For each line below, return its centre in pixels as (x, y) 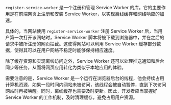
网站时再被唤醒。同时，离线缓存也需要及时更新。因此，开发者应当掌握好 (81, 91)
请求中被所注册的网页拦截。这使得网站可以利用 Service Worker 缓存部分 (81, 44)
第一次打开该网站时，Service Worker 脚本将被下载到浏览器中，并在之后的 (87, 37)
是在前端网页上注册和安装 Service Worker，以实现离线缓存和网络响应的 (84, 14)
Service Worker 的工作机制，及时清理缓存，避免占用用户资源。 (71, 97)
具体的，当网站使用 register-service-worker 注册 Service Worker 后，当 (82, 31)
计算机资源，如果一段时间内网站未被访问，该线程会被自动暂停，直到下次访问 (86, 85)
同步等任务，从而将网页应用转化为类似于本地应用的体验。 (66, 67)
